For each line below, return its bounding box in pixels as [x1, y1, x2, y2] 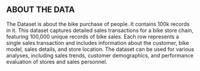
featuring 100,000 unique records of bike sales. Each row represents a [6, 33, 179, 40]
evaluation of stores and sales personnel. [6, 58, 107, 65]
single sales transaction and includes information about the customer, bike [6, 39, 189, 46]
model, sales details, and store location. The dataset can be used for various [6, 46, 195, 53]
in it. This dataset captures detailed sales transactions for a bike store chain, [6, 27, 194, 34]
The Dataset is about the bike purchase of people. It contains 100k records [6, 20, 190, 27]
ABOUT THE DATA [6, 5, 75, 15]
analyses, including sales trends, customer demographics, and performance [6, 51, 194, 59]
